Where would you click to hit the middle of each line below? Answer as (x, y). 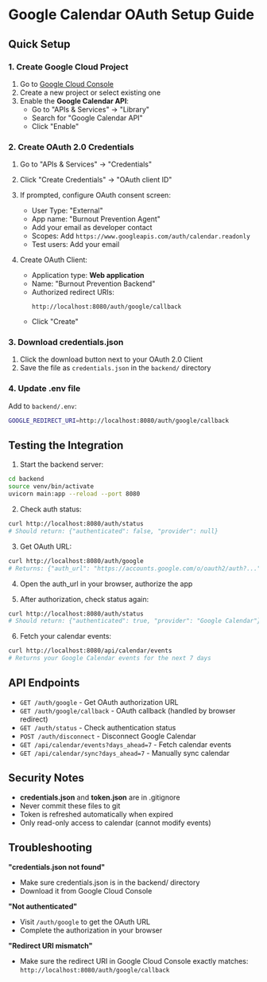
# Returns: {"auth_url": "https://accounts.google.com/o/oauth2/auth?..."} (136, 568)
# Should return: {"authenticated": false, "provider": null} (113, 531)
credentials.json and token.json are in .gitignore (100, 797)
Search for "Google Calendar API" (87, 118)
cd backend (26, 479)
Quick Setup (39, 44)
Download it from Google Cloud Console (86, 890)
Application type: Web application (88, 276)
